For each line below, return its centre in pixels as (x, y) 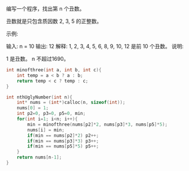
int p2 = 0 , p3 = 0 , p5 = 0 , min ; (51, 114)
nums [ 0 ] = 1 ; (33, 108)
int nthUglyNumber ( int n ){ (39, 97)
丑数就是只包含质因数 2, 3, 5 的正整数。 (54, 21)
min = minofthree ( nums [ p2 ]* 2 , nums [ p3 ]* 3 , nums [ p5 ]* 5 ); (97, 124)
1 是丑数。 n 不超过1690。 (38, 59)
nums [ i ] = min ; (46, 130)
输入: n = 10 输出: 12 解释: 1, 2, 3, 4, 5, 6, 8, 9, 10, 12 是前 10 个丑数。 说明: (95, 46)
